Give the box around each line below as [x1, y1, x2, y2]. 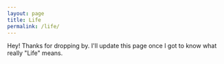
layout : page [7, 10, 45, 17]
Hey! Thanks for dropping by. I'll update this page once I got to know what [7, 42, 217, 50]
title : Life [7, 17, 41, 23]
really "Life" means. [7, 49, 63, 57]
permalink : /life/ [7, 23, 60, 30]
